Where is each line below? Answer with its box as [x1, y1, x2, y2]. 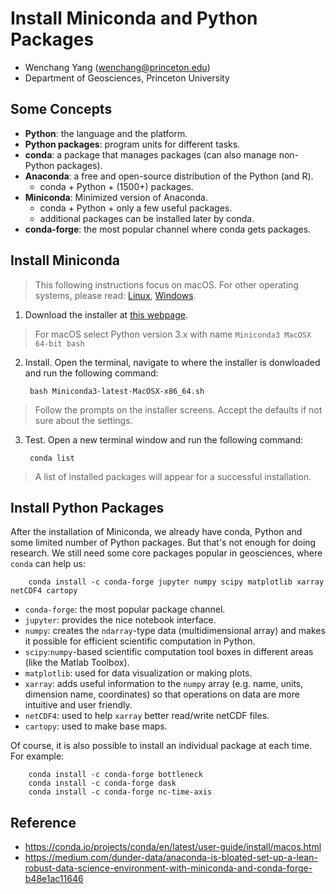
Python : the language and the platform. [24, 127, 188, 139]
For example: [10, 750, 65, 762]
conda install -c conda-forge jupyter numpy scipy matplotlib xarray [28, 577, 325, 587]
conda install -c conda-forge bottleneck [28, 770, 203, 780]
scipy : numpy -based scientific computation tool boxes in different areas [24, 646, 314, 658]
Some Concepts [10, 101, 113, 118]
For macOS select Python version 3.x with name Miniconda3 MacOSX [34, 328, 312, 340]
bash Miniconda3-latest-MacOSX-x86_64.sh [29, 386, 205, 396]
